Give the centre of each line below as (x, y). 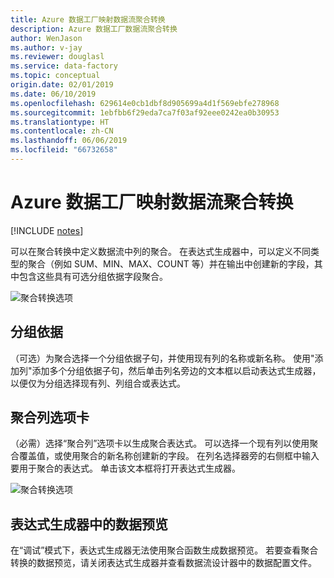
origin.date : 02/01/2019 (62, 85)
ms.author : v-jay (46, 47)
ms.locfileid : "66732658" (64, 150)
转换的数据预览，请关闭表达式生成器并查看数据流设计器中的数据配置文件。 (163, 563)
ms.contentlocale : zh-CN (62, 131)
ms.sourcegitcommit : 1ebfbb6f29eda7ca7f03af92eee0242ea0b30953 (145, 112)
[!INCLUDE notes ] (47, 230)
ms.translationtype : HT (60, 122)
